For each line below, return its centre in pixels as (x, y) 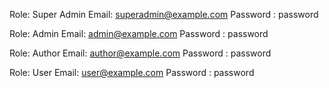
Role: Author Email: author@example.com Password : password (140, 53)
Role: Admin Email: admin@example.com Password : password (139, 33)
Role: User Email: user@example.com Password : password (132, 72)
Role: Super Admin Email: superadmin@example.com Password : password (164, 14)
